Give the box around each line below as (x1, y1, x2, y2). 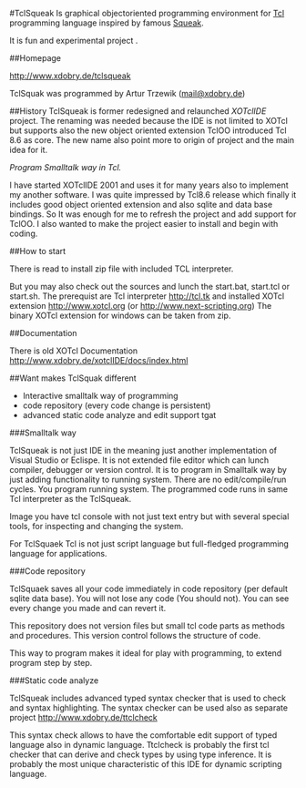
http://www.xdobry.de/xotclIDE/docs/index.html (9, 355, 189, 365)
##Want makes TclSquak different (9, 373, 137, 384)
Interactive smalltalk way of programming (22, 391, 179, 401)
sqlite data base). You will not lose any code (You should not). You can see (9, 593, 290, 604)
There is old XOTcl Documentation (9, 345, 138, 356)
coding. (9, 228, 38, 239)
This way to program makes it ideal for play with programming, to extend (9, 648, 282, 659)
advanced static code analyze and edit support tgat (22, 410, 217, 420)
